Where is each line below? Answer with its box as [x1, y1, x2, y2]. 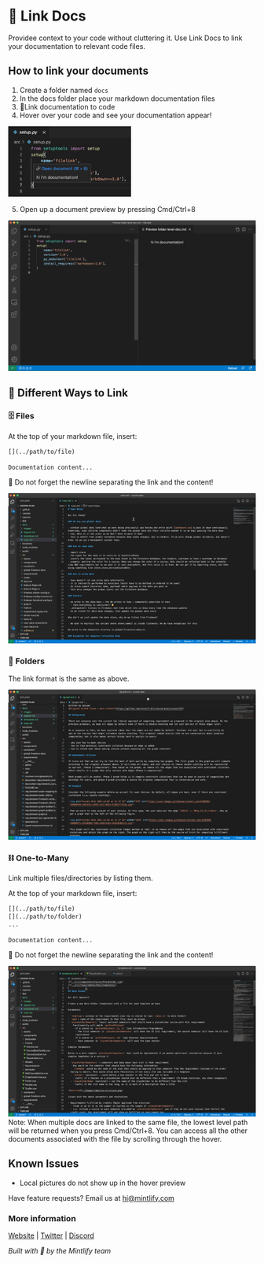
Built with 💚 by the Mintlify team [8, 1246, 112, 1256]
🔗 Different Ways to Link [8, 386, 128, 400]
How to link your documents [8, 65, 149, 78]
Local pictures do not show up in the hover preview [19, 1178, 186, 1187]
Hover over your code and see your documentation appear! [19, 110, 212, 120]
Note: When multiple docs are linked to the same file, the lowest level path [8, 1117, 248, 1127]
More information [8, 1213, 76, 1224]
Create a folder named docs [19, 85, 108, 95]
